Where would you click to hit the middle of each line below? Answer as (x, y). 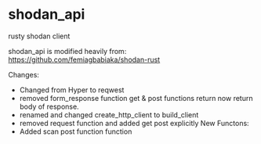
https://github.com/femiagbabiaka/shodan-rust (84, 59)
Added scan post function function (76, 131)
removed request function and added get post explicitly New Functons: (134, 123)
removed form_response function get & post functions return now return (136, 98)
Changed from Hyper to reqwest (72, 90)
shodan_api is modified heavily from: (67, 51)
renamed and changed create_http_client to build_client (109, 114)
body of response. (49, 106)
